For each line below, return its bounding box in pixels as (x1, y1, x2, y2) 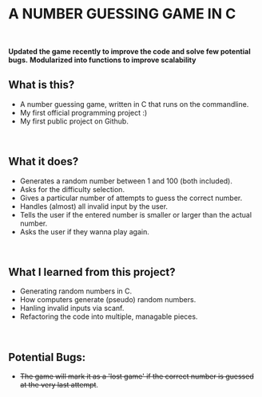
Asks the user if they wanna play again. (19, 226, 150, 236)
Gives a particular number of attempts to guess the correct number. (19, 193, 243, 202)
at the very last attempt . (19, 380, 98, 390)
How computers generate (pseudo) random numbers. (19, 295, 196, 305)
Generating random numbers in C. (19, 286, 133, 296)
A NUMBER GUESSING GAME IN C (8, 5, 236, 23)
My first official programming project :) (19, 108, 148, 117)
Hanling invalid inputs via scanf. (19, 304, 125, 313)
